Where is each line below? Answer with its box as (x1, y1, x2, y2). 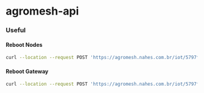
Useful (5, 26, 26, 35)
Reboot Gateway (5, 67, 49, 75)
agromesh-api (5, 4, 79, 18)
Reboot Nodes (5, 41, 43, 48)
